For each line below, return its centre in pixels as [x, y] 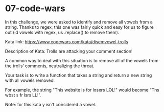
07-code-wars [35, 9]
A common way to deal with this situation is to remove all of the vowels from [82, 60]
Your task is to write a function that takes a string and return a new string [79, 75]
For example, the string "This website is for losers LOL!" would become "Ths [82, 90]
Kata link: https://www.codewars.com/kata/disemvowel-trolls [67, 41]
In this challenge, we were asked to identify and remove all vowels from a [79, 22]
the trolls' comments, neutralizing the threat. [50, 66]
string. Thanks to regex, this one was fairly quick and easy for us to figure [80, 27]
